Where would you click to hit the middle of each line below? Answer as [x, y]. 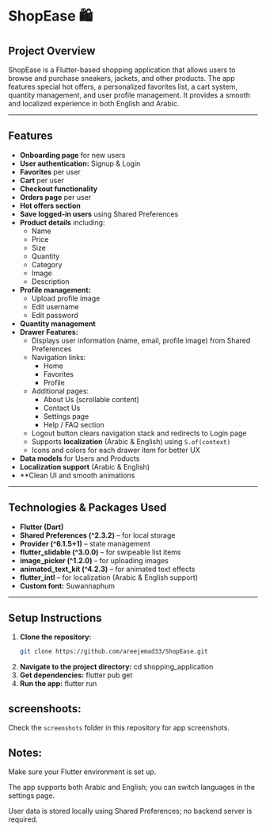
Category [47, 264]
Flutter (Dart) [42, 527]
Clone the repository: [55, 637]
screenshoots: [45, 709]
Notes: [25, 752]
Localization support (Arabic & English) [85, 466]
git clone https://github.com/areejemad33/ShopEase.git [114, 652]
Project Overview [52, 50]
